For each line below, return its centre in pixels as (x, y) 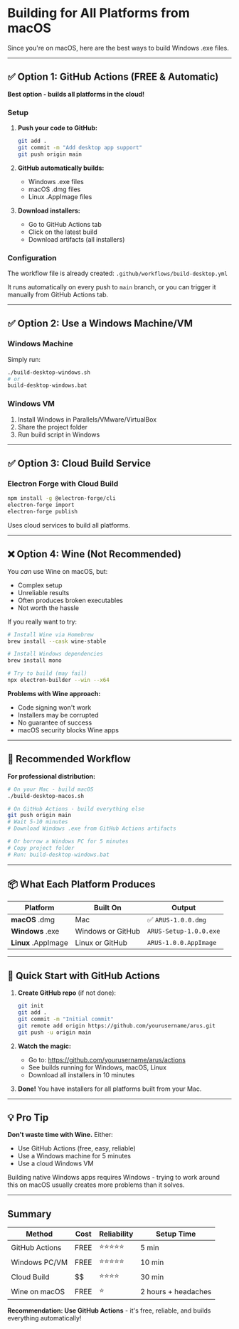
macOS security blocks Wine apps (68, 730)
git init (31, 1006)
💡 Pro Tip (28, 1118)
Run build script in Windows (59, 434)
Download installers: (49, 210)
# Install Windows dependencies (55, 654)
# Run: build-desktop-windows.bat (59, 855)
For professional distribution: (52, 776)
